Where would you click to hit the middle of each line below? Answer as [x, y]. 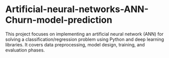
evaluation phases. [25, 50]
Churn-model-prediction [59, 20]
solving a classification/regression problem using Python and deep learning [85, 39]
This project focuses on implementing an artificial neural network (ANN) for [84, 34]
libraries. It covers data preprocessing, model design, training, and [75, 44]
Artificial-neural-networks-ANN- [77, 9]
